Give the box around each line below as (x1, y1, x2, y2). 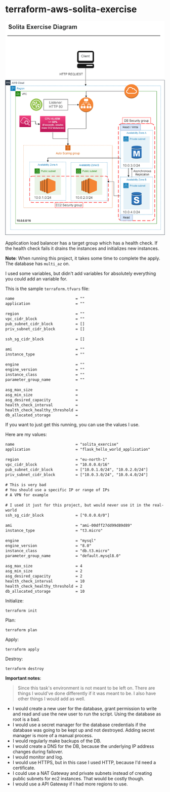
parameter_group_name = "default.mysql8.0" (5, 554, 121, 559)
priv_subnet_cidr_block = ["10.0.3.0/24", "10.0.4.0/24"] (5, 473, 148, 478)
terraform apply (5, 647, 39, 652)
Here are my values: (5, 431, 47, 438)
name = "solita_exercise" (5, 442, 119, 447)
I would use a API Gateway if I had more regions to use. (12, 781, 128, 787)
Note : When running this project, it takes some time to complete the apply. (5, 255, 160, 262)
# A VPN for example (5, 493, 49, 498)
